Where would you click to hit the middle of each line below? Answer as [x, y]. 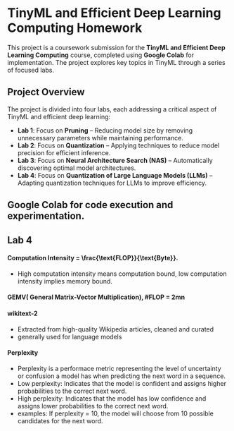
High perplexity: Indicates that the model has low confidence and [112, 398]
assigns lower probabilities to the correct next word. [93, 406]
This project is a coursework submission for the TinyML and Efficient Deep [117, 47]
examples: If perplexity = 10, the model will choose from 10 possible [116, 413]
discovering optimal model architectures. [77, 168]
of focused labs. [31, 70]
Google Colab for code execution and [90, 205]
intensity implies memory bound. [65, 281]
